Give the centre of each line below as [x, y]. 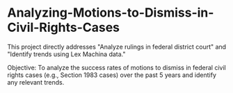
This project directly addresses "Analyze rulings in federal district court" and [117, 46]
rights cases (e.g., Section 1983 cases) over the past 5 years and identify [112, 75]
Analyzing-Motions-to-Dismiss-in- [111, 13]
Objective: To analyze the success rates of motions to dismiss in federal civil [116, 67]
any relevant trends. [36, 82]
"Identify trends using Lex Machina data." [66, 54]
